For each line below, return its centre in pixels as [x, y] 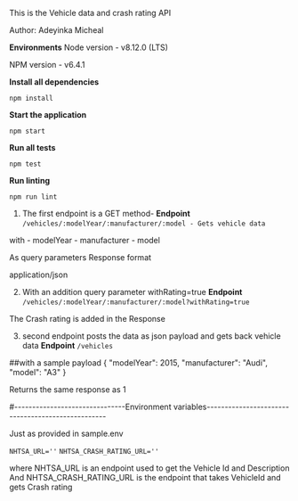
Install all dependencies [54, 82]
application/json [39, 275]
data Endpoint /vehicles [68, 345]
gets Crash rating [41, 487]
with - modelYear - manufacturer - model [85, 240]
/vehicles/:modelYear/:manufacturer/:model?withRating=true [136, 302]
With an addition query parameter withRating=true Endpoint [132, 292]
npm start [28, 131]
